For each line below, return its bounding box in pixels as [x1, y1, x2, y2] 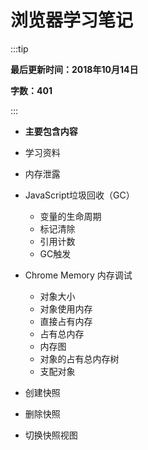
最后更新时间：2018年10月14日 [10, 63, 139, 75]
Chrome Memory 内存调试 [24, 269, 133, 281]
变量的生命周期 [39, 210, 102, 222]
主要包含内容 [24, 125, 78, 137]
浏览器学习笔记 [10, 9, 134, 32]
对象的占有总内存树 [39, 352, 120, 365]
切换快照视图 [24, 429, 78, 441]
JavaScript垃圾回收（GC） [24, 189, 135, 201]
